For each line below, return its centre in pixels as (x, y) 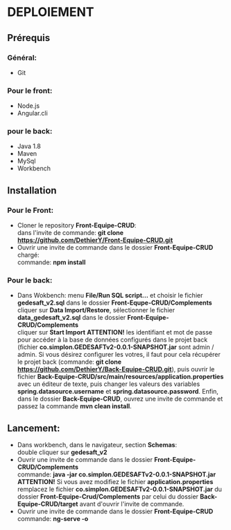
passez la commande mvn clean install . (74, 406)
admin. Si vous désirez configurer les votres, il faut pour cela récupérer (119, 355)
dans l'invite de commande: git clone (70, 233)
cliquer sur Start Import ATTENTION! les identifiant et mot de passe (115, 332)
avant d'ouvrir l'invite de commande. (132, 504)
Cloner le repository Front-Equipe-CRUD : (77, 225)
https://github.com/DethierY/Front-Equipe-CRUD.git (95, 240)
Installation (32, 190)
